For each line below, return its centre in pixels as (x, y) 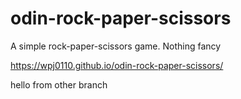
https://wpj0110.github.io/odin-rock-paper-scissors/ (117, 65)
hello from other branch (59, 84)
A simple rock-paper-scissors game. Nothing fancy (116, 46)
